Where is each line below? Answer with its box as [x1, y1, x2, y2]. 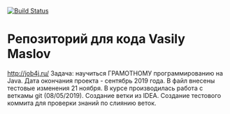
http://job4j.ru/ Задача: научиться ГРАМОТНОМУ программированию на [7, 69, 224, 77]
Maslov [7, 46, 51, 62]
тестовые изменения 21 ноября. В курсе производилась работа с [7, 84, 203, 92]
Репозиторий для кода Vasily [7, 31, 185, 47]
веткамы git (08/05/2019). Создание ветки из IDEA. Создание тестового [7, 91, 222, 99]
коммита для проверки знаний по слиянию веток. [7, 99, 157, 107]
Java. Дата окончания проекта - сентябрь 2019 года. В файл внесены [7, 76, 215, 85]
